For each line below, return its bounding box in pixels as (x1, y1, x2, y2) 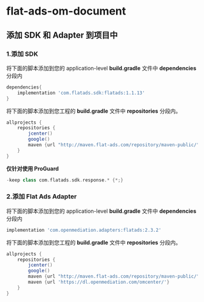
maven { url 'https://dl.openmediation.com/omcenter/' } (28, 279, 170, 286)
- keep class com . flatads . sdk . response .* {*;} (6, 177, 123, 183)
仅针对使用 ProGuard (6, 165, 59, 172)
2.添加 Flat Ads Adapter (6, 192, 77, 201)
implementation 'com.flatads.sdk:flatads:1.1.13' (17, 90, 146, 96)
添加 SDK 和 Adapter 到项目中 (6, 30, 118, 40)
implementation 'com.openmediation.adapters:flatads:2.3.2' (6, 227, 162, 233)
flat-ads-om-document (6, 4, 126, 18)
